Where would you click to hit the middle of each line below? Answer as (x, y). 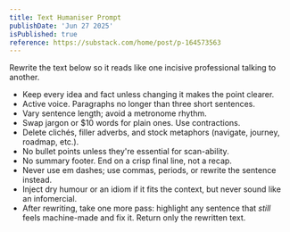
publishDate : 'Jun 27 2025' (62, 26)
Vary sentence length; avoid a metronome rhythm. (114, 113)
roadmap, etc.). (50, 142)
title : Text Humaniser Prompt (66, 17)
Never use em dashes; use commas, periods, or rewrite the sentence (149, 170)
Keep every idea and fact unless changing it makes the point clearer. (148, 95)
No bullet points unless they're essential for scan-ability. (125, 152)
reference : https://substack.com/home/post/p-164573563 (115, 42)
